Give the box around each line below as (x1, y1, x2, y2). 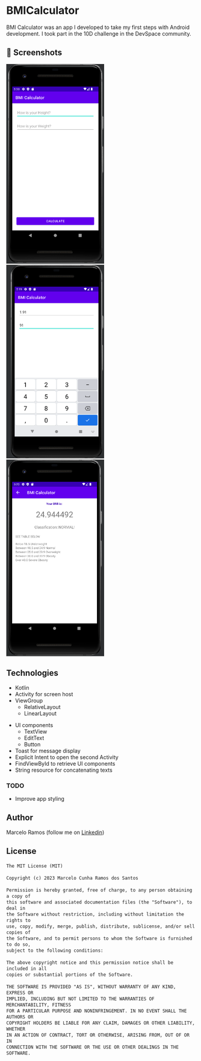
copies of (6, 929, 31, 935)
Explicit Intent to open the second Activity (14, 753, 119, 761)
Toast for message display (14, 747, 81, 754)
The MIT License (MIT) (6, 863, 63, 869)
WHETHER (6, 1026, 26, 1032)
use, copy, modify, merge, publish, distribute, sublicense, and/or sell (6, 923, 196, 929)
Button (23, 740, 41, 748)
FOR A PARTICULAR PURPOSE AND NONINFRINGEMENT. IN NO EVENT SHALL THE (6, 1008, 187, 1014)
